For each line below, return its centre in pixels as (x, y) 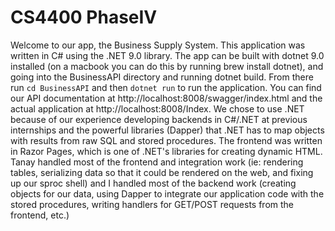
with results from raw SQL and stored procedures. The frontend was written (166, 140)
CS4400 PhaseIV (84, 17)
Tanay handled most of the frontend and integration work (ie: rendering (157, 162)
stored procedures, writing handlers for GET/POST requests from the (152, 204)
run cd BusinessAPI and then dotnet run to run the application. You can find (166, 87)
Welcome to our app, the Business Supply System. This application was (158, 45)
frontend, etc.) (40, 215)
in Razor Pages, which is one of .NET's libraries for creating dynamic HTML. (166, 151)
